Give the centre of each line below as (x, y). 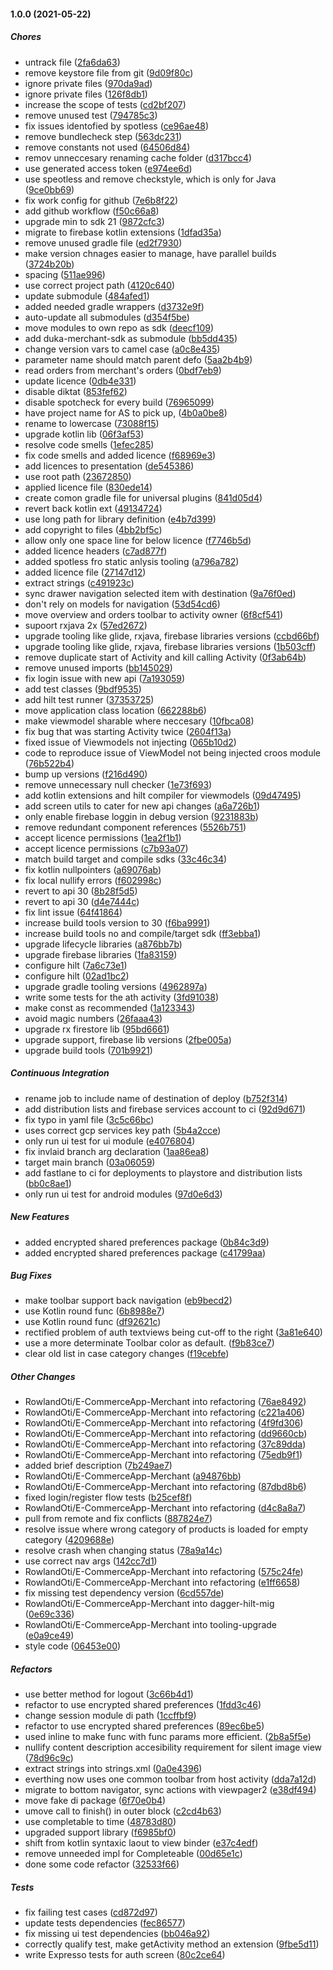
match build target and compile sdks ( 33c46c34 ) (126, 859)
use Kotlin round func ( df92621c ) (93, 1322)
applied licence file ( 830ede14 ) (88, 487)
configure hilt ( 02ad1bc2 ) (77, 976)
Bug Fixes (31, 1276)
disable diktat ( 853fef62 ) (76, 391)
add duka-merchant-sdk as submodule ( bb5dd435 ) (131, 338)
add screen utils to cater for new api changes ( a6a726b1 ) (142, 806)
